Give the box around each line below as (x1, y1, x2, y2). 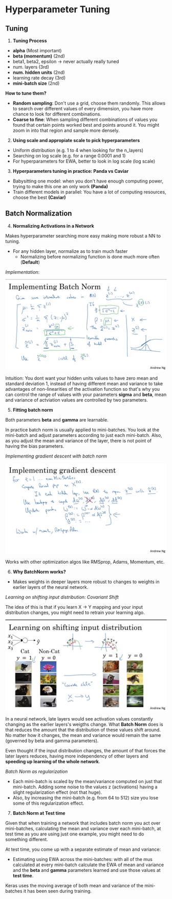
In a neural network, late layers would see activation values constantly (5, 716, 154, 722)
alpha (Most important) (12, 48, 62, 53)
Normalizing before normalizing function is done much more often (20, 253, 160, 259)
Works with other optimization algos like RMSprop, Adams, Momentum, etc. (5, 558, 165, 565)
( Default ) (20, 259, 40, 265)
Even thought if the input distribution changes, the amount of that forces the (5, 748, 166, 754)
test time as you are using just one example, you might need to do (5, 831, 144, 837)
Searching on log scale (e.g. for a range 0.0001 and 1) (12, 153, 126, 158)
